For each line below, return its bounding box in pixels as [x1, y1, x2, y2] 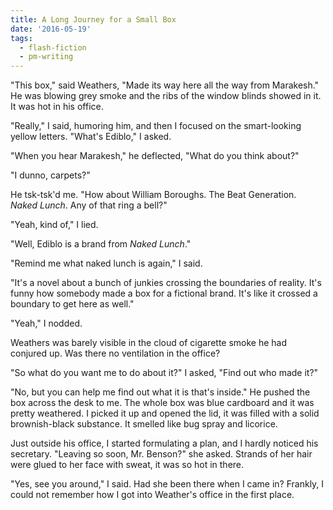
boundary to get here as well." [10, 298, 135, 310]
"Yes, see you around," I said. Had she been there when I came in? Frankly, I [10, 478, 325, 490]
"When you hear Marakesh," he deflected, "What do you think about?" [10, 150, 300, 162]
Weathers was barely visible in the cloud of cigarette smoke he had [10, 337, 288, 349]
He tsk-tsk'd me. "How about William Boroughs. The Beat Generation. [10, 189, 297, 201]
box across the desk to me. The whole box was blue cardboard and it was [10, 397, 315, 409]
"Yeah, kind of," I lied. [10, 219, 99, 231]
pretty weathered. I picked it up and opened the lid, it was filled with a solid [10, 407, 320, 420]
